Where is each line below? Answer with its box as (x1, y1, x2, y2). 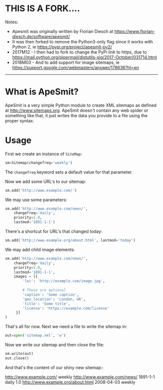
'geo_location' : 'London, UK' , (22, 297, 86, 301)
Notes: (5, 19, 18, 25)
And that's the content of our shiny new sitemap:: (5, 364, 104, 370)
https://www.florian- (114, 28, 155, 34)
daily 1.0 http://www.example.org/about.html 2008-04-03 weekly (5, 379, 136, 385)
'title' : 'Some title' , (22, 301, 70, 306)
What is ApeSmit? (5, 86, 79, 97)
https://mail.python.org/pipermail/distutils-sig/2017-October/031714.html (12, 54, 157, 60)
